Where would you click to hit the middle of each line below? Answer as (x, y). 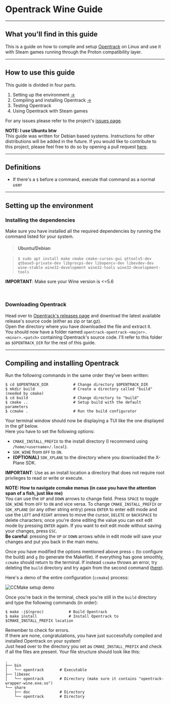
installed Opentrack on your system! (43, 641)
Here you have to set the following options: (50, 432)
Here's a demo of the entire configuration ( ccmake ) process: (67, 578)
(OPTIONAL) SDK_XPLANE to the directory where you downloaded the (83, 457)
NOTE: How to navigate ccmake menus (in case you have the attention (80, 488)
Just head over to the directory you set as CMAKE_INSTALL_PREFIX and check (83, 646)
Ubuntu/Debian (34, 248)
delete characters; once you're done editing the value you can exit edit (79, 520)
